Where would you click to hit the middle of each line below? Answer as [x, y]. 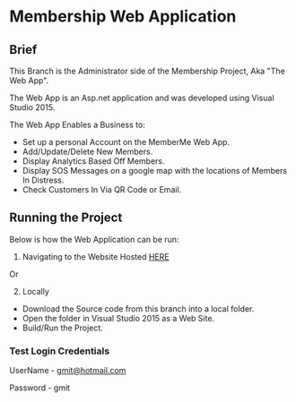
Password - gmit [39, 388]
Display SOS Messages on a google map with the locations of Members [155, 171]
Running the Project [66, 218]
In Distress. [43, 180]
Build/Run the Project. [62, 328]
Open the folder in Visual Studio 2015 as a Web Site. [118, 318]
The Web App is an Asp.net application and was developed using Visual [142, 98]
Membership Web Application [123, 17]
